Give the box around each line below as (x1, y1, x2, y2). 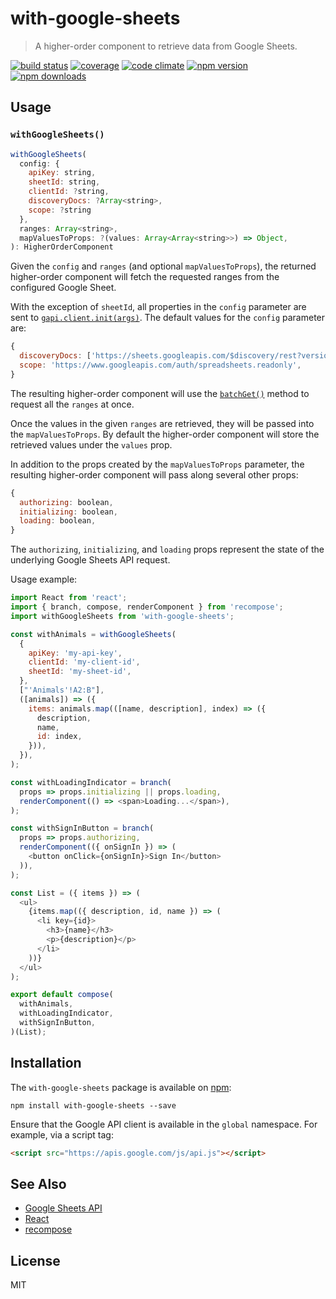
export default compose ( (10, 990, 114, 1000)
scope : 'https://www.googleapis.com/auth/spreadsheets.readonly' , (19, 360, 302, 370)
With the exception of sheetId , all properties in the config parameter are (10, 301, 307, 313)
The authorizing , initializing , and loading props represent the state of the (10, 543, 325, 556)
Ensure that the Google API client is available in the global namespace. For (10, 1118, 318, 1130)
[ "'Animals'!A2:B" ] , (19, 685, 105, 695)
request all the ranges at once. (10, 398, 135, 410)
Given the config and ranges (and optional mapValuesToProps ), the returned (10, 260, 317, 272)
